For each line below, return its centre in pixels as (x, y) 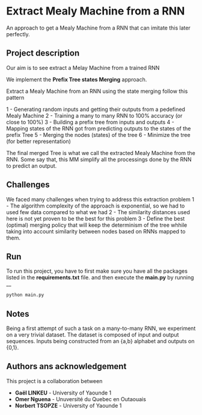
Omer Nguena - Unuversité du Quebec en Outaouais (80, 399)
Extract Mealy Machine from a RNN (96, 11)
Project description (43, 53)
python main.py (25, 295)
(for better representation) (38, 141)
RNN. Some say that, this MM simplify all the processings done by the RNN (99, 159)
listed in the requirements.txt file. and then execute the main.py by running (100, 277)
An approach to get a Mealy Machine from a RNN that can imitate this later (98, 28)
